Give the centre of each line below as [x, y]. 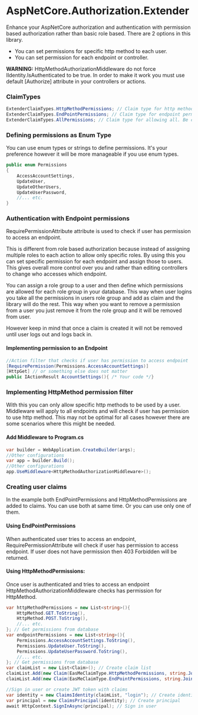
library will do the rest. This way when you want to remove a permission [93, 304]
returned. [17, 557]
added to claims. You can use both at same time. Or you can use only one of [99, 506]
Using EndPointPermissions [41, 526]
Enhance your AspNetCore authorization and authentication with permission [98, 27]
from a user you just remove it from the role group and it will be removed [94, 310]
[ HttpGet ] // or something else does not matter [67, 372]
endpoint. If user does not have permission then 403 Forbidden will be [92, 551]
